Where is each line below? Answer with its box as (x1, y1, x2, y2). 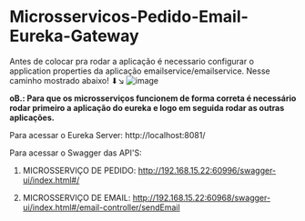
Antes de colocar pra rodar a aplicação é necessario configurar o (9, 55, 255, 66)
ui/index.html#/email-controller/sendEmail (22, 202, 180, 213)
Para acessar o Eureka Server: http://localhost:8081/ (9, 129, 206, 140)
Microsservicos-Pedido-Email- (9, 6, 249, 27)
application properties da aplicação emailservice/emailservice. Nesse (9, 65, 270, 76)
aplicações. (9, 112, 55, 123)
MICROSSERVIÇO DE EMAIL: (22, 192, 131, 203)
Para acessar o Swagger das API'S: (9, 147, 143, 158)
